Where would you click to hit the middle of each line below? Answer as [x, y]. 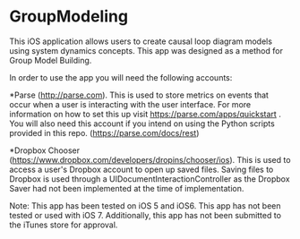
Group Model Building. [51, 60]
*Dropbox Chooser [45, 150]
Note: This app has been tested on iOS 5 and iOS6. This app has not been [145, 205]
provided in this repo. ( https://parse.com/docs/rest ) [104, 132]
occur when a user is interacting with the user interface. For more [130, 104]
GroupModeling [69, 17]
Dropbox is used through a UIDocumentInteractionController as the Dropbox [150, 179]
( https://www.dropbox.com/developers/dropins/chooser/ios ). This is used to [150, 159]
